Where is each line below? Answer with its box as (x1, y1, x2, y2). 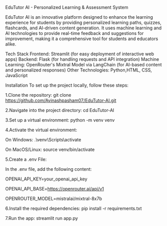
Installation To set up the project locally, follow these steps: (5, 82, 129, 88)
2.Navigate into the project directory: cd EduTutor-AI (5, 107, 115, 113)
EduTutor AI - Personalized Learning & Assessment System (5, 5, 129, 10)
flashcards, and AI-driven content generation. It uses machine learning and (5, 25, 162, 31)
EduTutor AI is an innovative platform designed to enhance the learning (5, 14, 153, 20)
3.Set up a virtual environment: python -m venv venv (5, 117, 115, 123)
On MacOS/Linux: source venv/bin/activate (5, 146, 95, 153)
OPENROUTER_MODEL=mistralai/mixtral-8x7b (5, 196, 102, 202)
